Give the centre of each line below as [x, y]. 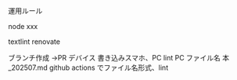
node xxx [23, 26]
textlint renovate [34, 42]
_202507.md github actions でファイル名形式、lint [88, 67]
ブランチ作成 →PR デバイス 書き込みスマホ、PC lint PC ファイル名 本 [118, 58]
